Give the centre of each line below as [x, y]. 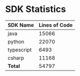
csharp [16, 57]
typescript [20, 49]
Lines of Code [56, 25]
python [16, 41]
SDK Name [21, 25]
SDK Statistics [35, 9]
